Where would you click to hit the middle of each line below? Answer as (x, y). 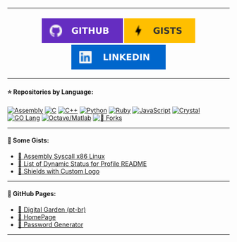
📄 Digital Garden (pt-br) (51, 210)
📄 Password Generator (50, 224)
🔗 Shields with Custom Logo (59, 171)
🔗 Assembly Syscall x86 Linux (61, 156)
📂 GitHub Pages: (32, 194)
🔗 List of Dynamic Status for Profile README (82, 164)
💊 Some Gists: (28, 140)
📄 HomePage (37, 217)
